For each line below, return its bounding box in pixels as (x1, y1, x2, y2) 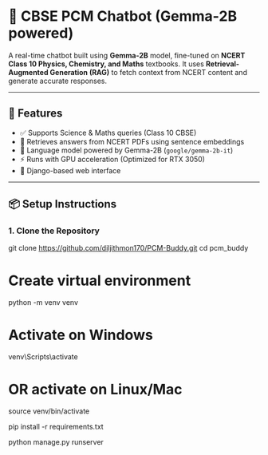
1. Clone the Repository (8, 225, 100, 236)
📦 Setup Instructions (8, 197, 117, 211)
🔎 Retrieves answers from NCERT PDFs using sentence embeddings (19, 136, 245, 146)
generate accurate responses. (8, 76, 108, 85)
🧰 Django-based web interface (19, 165, 121, 175)
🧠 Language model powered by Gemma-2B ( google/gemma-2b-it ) (19, 145, 234, 155)
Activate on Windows (8, 326, 153, 344)
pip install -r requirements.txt (8, 422, 104, 432)
